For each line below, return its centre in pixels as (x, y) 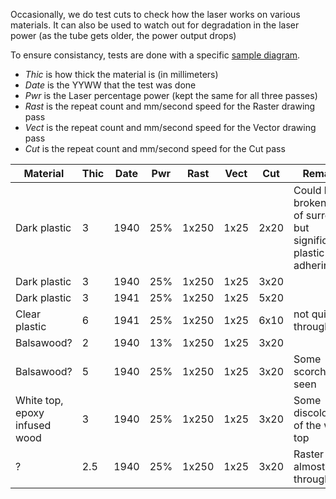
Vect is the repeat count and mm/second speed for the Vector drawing (170, 127)
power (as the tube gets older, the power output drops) (123, 35)
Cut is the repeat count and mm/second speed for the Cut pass (155, 148)
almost (309, 466)
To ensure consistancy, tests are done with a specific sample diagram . (155, 55)
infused (33, 425)
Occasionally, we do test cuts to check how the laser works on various (155, 14)
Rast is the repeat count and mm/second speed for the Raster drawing (170, 106)
